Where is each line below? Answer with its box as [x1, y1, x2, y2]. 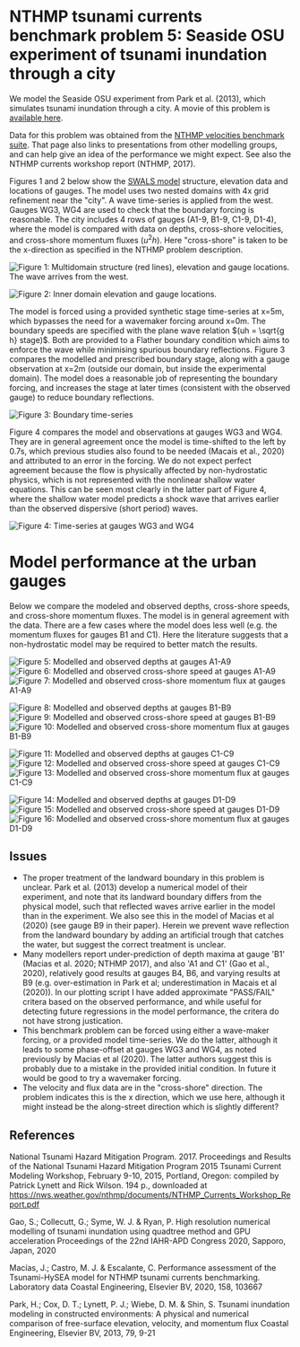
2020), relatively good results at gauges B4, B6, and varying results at [21, 968, 280, 979]
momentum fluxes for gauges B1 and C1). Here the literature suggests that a [9, 629, 289, 639]
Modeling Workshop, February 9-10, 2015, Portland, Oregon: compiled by [9, 1170, 279, 1182]
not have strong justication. [21, 1016, 124, 1026]
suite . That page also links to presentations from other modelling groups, [9, 139, 278, 150]
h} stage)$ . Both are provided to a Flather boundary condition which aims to [9, 334, 290, 345]
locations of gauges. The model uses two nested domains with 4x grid [9, 185, 269, 196]
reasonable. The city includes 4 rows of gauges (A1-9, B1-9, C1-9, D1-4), [9, 214, 277, 224]
